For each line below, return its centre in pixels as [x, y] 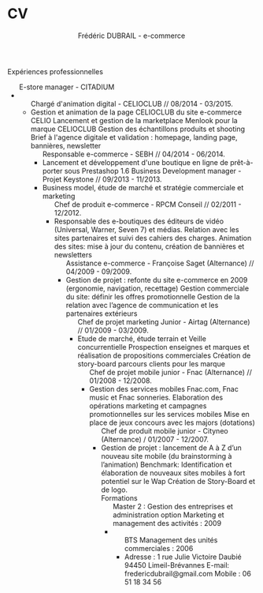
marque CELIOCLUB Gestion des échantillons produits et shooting [138, 129]
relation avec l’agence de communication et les [142, 305]
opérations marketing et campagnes [148, 405]
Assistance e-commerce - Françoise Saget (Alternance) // [160, 263]
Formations [120, 497]
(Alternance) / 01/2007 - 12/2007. [155, 439]
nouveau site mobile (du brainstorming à [167, 456]
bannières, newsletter [66, 145]
